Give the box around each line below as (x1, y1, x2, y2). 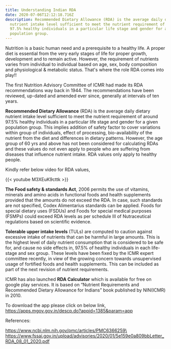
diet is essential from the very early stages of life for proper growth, (5, 50, 148, 56)
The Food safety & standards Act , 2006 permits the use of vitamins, (5, 186, 149, 192)
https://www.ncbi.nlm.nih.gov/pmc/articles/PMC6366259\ (5, 328, 127, 333)
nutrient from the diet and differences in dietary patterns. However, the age (5, 135, 163, 141)
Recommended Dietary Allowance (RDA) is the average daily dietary (5, 108, 151, 114)
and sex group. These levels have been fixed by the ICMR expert (18, 250, 154, 256)
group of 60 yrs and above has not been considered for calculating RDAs (5, 140, 159, 147)
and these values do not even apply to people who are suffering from (5, 146, 150, 152)
